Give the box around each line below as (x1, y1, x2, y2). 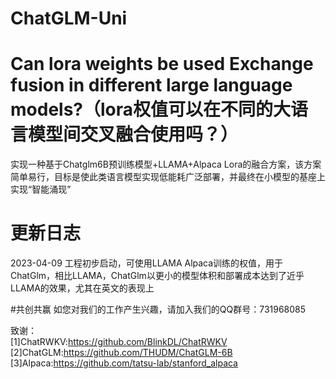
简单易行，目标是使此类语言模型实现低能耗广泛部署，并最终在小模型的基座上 (10, 171, 326, 183)
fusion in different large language (10, 74, 293, 97)
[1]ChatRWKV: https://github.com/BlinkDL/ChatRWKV (10, 336, 228, 348)
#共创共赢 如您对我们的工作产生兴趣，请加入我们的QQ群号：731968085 (10, 303, 307, 316)
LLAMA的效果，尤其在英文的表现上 (10, 282, 155, 294)
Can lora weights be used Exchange (10, 53, 314, 76)
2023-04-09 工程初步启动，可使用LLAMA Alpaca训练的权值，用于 (10, 257, 284, 269)
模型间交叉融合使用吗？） (28, 123, 239, 146)
